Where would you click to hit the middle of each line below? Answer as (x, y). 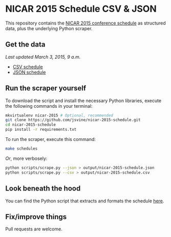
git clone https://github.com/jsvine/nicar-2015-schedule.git (73, 120)
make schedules (22, 149)
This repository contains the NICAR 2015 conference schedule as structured (86, 23)
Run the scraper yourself (46, 88)
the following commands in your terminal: (49, 106)
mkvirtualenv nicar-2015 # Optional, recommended (59, 115)
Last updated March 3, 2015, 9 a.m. (43, 57)
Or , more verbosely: (26, 158)
